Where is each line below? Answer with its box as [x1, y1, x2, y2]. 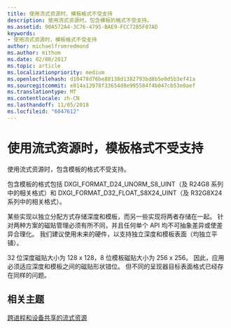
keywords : [7, 29, 36, 37]
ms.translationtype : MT [7, 88, 77, 95]
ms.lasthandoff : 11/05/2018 [7, 102, 90, 109]
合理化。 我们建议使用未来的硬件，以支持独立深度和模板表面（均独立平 [13, 229, 218, 238]
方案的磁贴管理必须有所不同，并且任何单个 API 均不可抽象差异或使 [25, 221, 217, 229]
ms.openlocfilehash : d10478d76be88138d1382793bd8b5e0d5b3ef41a [7, 75, 196, 83]
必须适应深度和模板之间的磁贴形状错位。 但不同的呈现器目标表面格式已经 [7, 262, 218, 271]
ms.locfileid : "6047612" [7, 108, 80, 115]
